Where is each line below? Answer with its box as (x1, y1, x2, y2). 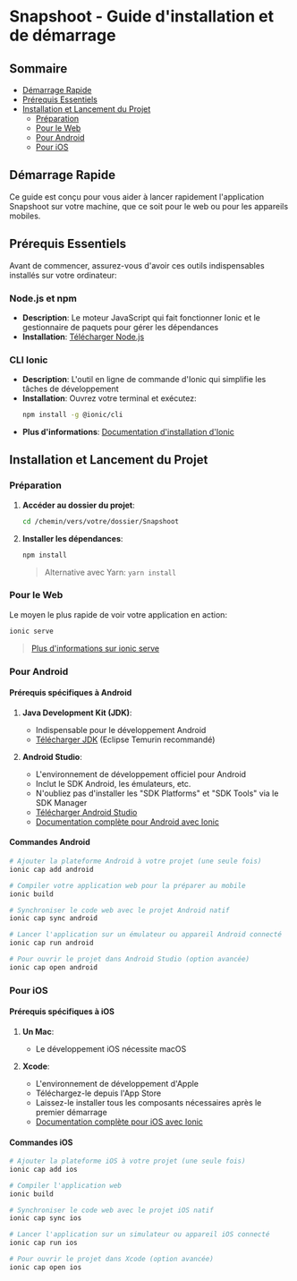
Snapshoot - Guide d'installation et (9, 6, 275, 27)
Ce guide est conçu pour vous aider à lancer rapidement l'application (9, 191, 265, 202)
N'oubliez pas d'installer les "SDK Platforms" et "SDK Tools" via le (35, 788, 279, 798)
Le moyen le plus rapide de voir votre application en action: (9, 609, 228, 619)
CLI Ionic (9, 354, 48, 366)
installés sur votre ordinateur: (9, 269, 118, 280)
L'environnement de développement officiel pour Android (35, 768, 247, 780)
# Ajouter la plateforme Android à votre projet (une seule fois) (9, 857, 262, 866)
